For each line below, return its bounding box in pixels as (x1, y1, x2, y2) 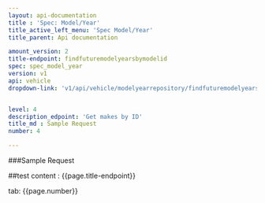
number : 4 (8, 127, 41, 135)
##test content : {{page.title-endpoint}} (8, 171, 136, 180)
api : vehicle (8, 76, 51, 85)
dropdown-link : (8, 84, 58, 92)
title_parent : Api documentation (8, 33, 118, 42)
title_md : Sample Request (8, 120, 97, 128)
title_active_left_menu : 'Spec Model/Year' (8, 26, 154, 34)
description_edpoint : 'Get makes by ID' (8, 113, 144, 120)
